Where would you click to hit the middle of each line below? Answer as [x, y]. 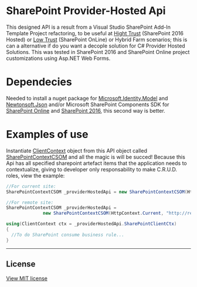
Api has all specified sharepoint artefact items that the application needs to [97, 163]
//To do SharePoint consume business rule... [68, 235]
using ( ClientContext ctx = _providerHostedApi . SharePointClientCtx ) [91, 224]
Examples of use [47, 135]
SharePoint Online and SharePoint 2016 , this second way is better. [86, 110]
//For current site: [31, 186]
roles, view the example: [35, 175]
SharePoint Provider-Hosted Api [86, 11]
